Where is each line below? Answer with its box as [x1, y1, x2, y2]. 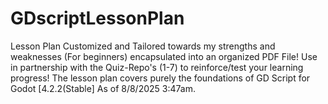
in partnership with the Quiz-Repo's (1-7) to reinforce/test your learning [10, 61, 304, 73]
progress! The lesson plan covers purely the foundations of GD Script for [10, 72, 311, 84]
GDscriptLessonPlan [10, 7, 185, 30]
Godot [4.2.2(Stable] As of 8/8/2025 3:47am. [10, 82, 196, 94]
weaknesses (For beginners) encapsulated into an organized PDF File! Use [10, 50, 318, 62]
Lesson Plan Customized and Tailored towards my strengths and [10, 40, 276, 52]
